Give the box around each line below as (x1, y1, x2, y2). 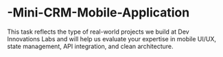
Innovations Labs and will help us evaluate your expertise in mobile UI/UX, (7, 34, 217, 43)
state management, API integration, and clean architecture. (7, 42, 174, 50)
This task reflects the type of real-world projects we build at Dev (7, 27, 190, 36)
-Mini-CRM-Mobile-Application (7, 5, 190, 21)
